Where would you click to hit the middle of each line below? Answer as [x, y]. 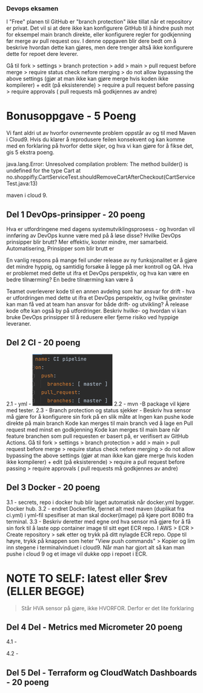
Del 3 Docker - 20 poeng [53, 488]
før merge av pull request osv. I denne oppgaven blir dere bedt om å [92, 41]
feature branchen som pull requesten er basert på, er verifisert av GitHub [98, 436]
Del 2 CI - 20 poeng [43, 343]
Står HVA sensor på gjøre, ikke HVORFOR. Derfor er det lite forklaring [108, 608]
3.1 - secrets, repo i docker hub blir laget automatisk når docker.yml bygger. [101, 502]
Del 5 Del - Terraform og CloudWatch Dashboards [102, 673]
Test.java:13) [22, 184]
